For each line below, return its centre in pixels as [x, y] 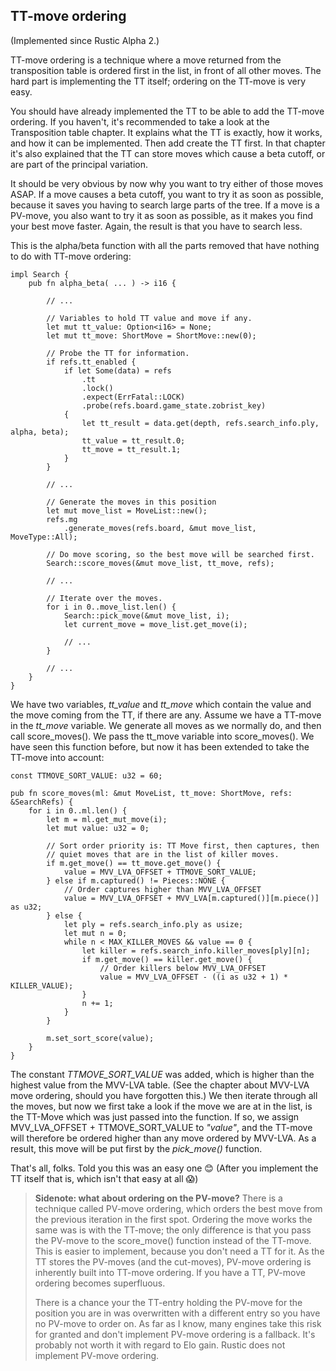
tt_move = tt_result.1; [131, 449]
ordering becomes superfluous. [100, 1283]
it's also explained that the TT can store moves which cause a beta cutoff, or [168, 153]
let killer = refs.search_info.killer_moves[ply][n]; [196, 950]
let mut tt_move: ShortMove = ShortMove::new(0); [151, 335]
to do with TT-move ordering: [71, 256]
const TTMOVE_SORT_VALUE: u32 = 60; [86, 775]
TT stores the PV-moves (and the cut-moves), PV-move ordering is [173, 1261]
